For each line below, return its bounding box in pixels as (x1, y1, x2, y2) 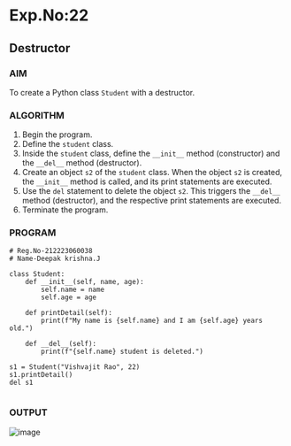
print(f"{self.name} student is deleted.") (41, 347, 203, 357)
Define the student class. (21, 139, 114, 150)
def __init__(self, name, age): (25, 278, 144, 287)
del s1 (9, 378, 34, 388)
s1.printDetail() (9, 371, 73, 380)
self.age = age (41, 293, 97, 302)
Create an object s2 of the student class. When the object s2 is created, (21, 167, 283, 178)
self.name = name (41, 285, 104, 295)
